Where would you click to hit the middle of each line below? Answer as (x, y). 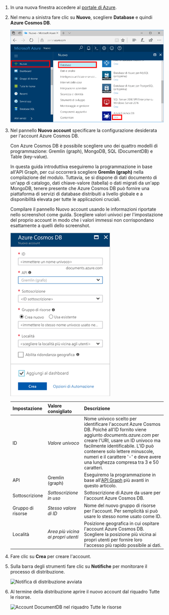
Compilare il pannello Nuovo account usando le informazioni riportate (83, 209)
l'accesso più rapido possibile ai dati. (123, 545)
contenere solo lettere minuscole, (119, 451)
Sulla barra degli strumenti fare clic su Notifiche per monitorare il (79, 566)
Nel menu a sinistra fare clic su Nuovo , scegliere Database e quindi (81, 17)
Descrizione (97, 408)
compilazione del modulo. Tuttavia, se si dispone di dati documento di (83, 178)
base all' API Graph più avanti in (116, 480)
